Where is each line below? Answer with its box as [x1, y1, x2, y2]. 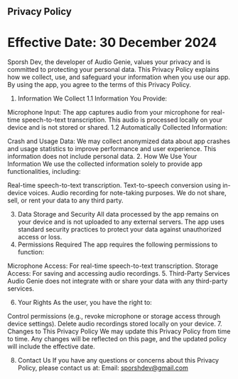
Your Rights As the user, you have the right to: [17, 298, 153, 307]
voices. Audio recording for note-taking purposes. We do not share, [28, 189, 227, 197]
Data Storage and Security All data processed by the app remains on [17, 210, 219, 219]
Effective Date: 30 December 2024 [7, 34, 217, 51]
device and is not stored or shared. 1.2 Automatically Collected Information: [7, 123, 228, 132]
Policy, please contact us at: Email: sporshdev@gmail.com [17, 363, 188, 373]
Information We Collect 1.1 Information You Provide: [17, 94, 168, 103]
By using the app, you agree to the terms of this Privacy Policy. [7, 81, 192, 89]
